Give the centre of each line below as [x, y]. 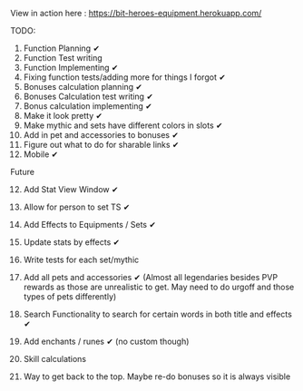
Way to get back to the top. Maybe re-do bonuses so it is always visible [157, 376]
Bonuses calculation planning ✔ [83, 87]
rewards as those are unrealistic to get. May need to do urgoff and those [159, 287]
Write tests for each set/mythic [81, 259]
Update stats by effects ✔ [72, 242]
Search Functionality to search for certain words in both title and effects [158, 314]
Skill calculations [55, 359]
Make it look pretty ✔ [63, 116]
